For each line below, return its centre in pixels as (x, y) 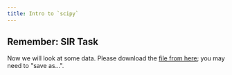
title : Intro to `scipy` (43, 14)
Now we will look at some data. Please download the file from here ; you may (116, 58)
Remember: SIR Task (53, 42)
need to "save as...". (36, 66)
